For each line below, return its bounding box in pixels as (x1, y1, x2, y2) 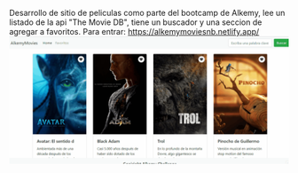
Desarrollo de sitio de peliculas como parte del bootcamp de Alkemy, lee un (9, 8, 286, 18)
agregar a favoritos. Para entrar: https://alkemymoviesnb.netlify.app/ (9, 27, 260, 36)
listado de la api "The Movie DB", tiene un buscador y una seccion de (9, 17, 263, 28)
